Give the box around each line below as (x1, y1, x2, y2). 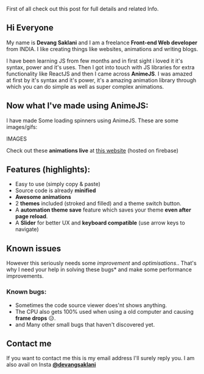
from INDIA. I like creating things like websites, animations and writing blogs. (6, 45, 199, 52)
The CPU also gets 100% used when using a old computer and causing (15, 308, 194, 315)
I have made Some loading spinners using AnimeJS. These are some (6, 117, 178, 124)
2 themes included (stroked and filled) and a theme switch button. (15, 200, 181, 207)
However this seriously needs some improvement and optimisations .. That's (6, 260, 197, 267)
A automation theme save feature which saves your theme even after (15, 206, 192, 213)
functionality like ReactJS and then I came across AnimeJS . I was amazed (6, 70, 193, 77)
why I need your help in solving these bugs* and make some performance (6, 266, 192, 273)
